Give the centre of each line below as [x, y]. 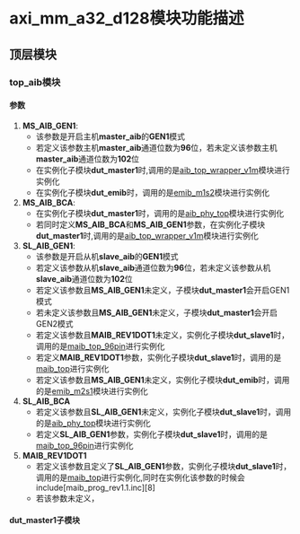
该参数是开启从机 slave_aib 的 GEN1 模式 [107, 256]
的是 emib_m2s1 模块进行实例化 [92, 390]
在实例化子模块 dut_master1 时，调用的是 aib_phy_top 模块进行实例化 [160, 213]
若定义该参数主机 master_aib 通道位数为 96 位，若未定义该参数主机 [156, 147]
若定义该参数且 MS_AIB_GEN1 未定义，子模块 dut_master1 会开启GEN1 [163, 290]
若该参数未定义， [67, 498]
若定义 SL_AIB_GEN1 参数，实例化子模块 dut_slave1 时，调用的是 [151, 434]
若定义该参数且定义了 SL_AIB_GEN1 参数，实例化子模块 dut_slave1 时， [163, 466]
